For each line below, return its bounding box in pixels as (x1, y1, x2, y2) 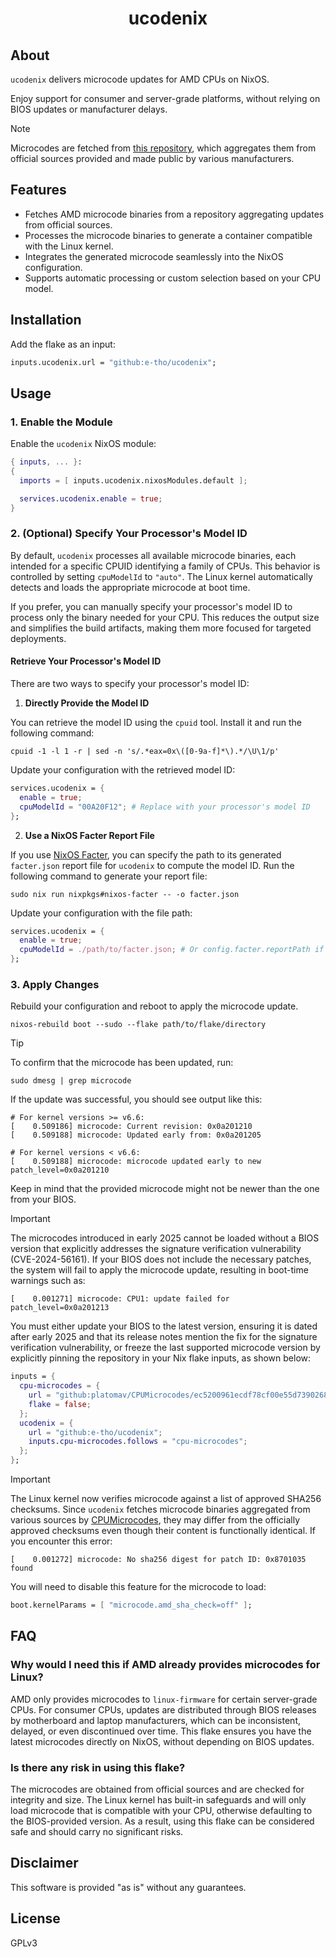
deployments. (10, 632, 67, 644)
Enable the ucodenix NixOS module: (10, 438, 157, 450)
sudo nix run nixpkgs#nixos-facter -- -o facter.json (10, 889, 240, 899)
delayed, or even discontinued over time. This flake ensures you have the (10, 1725, 312, 1737)
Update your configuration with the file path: (10, 907, 193, 919)
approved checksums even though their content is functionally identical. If (10, 1525, 316, 1537)
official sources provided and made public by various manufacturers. (10, 153, 295, 164)
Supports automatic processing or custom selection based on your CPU (24, 272, 322, 284)
